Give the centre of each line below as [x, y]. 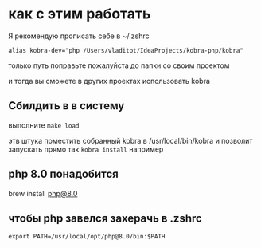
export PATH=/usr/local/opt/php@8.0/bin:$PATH [87, 237]
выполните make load [44, 125]
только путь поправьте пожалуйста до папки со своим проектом [119, 65]
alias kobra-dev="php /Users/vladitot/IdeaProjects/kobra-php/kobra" [126, 50]
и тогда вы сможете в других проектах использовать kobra [109, 81]
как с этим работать [80, 14]
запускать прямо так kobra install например [86, 149]
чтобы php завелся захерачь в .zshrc [105, 218]
